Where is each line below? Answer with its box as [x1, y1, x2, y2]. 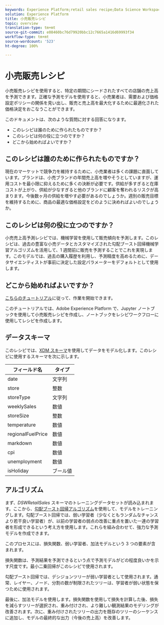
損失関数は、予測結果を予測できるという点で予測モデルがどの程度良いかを [5, 557, 155, 563]
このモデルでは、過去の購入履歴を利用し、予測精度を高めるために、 [13, 253, 150, 259]
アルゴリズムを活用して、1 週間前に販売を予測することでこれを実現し [9, 247, 149, 253]
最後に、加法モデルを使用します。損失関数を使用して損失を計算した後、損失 [5, 596, 159, 602]
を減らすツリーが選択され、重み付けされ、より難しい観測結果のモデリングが [5, 602, 159, 608]
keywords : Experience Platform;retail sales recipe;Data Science [5, 7, 141, 12]
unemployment [7, 458, 42, 465]
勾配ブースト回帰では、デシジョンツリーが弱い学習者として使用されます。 [5, 574, 154, 579]
